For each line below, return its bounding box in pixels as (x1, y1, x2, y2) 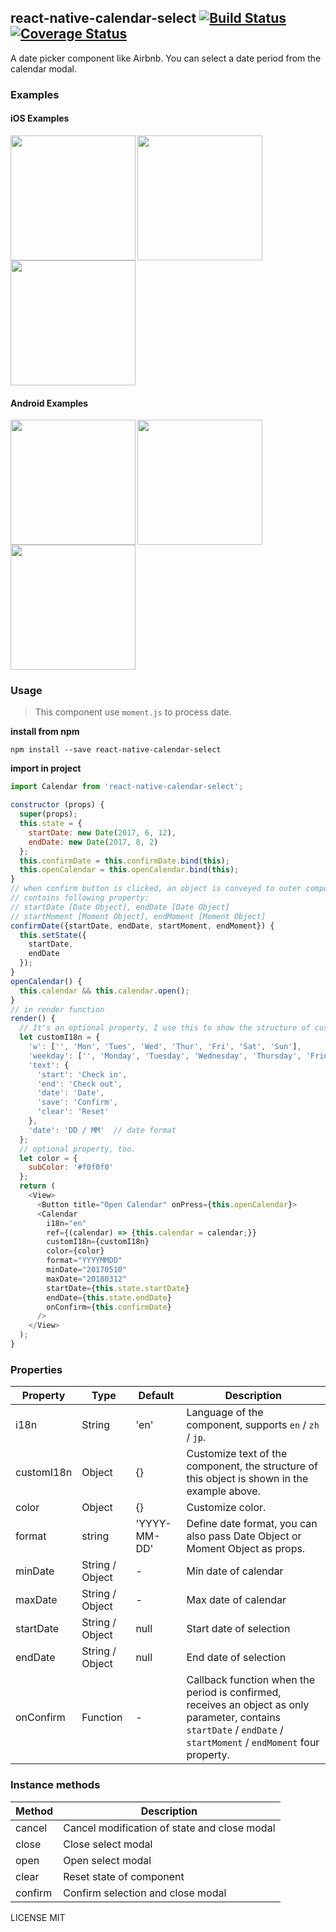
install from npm (10, 726, 80, 738)
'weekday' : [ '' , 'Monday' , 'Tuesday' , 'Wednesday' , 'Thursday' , (28, 1051, 302, 1061)
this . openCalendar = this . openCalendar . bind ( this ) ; (19, 865, 240, 875)
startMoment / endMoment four (186, 1736, 320, 1750)
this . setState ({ (19, 930, 87, 940)
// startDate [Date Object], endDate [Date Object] (10, 902, 230, 912)
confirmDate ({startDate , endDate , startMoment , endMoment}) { (10, 921, 275, 931)
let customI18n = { (19, 1032, 101, 1043)
